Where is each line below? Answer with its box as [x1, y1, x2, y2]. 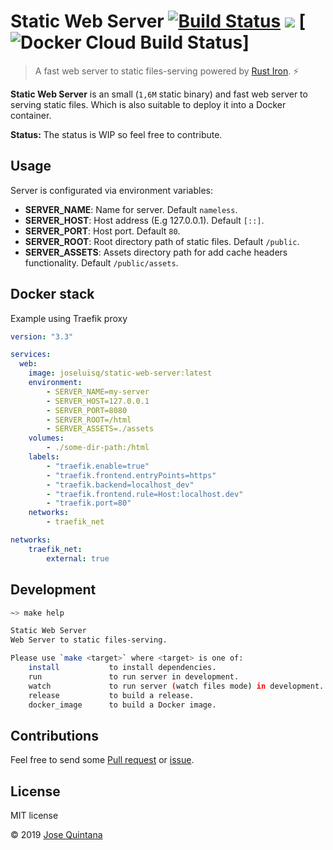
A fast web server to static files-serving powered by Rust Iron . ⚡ [34, 65, 300, 77]
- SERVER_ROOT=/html [46, 415, 132, 425]
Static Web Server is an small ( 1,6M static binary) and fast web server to [10, 88, 308, 100]
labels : [28, 452, 60, 462]
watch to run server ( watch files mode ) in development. [28, 681, 325, 691]
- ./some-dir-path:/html [46, 443, 150, 453]
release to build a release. [28, 690, 195, 700]
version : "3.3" [10, 331, 74, 342]
